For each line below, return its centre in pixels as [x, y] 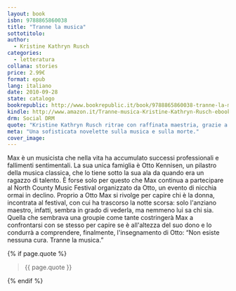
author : [19, 40]
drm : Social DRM [31, 118]
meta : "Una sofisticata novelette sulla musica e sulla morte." [103, 131]
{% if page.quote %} [37, 254]
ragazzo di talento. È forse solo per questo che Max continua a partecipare [116, 181]
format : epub [26, 79]
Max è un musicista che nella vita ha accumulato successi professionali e [113, 158]
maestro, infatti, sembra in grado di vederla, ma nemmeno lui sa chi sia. [111, 210]
